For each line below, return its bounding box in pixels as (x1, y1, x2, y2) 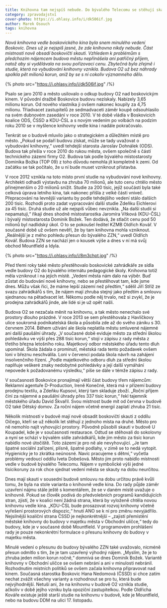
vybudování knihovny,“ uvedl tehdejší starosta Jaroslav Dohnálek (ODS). (5, 143, 154, 149)
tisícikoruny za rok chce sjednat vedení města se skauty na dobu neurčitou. (5, 467, 160, 473)
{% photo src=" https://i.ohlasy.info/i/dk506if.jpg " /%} (5, 81, 115, 87)
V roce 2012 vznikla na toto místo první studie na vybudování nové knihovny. (5, 174, 162, 180)
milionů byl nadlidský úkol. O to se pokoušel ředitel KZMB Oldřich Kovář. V (5, 222, 157, 228)
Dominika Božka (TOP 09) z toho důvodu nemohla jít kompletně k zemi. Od (5, 159, 158, 165)
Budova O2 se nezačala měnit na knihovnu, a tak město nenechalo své (5, 309, 150, 315)
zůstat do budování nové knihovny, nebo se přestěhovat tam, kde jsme (5, 278, 150, 284)
